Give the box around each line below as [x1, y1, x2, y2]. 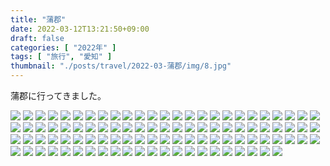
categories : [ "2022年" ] [10, 42, 117, 53]
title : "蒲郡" [10, 14, 67, 25]
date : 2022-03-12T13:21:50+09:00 [10, 24, 150, 34]
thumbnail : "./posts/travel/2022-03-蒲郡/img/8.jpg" [10, 61, 232, 71]
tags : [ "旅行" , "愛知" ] [10, 52, 113, 62]
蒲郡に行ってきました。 [10, 90, 107, 101]
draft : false [10, 33, 65, 43]
